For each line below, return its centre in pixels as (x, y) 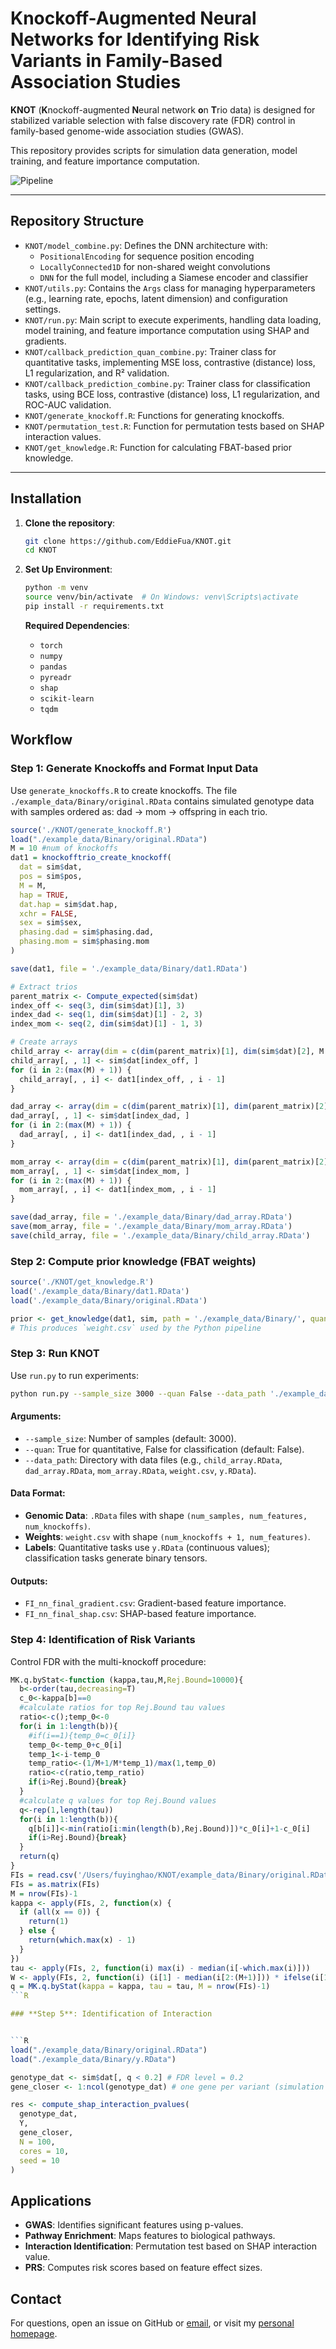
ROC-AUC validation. (68, 404)
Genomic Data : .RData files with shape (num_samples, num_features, (166, 1515)
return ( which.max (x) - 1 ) (82, 1940)
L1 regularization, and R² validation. (97, 373)
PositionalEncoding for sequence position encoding (147, 256)
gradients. (45, 341)
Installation (46, 498)
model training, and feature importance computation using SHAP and (167, 330)
